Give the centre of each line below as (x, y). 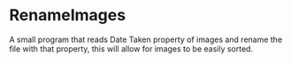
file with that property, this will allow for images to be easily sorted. (131, 48)
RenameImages (68, 15)
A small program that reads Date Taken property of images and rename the (146, 39)
